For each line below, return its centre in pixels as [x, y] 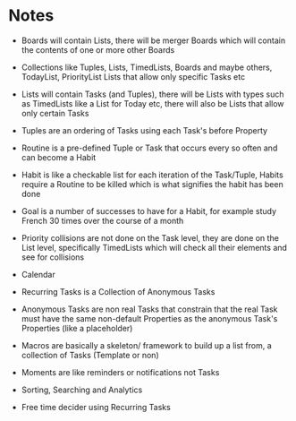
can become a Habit [59, 157]
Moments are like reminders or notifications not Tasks [120, 372]
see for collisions [53, 257]
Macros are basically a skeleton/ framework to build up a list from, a [146, 345]
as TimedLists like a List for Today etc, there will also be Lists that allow [152, 103]
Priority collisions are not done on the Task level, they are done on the [150, 237]
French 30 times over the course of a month [102, 220]
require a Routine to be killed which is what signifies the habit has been [152, 184]
